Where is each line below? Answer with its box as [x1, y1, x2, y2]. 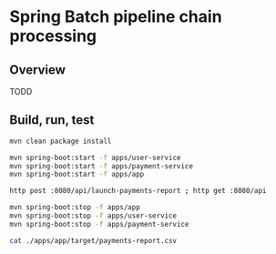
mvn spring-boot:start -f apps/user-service [9, 153, 181, 162]
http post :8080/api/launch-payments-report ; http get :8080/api [9, 187, 267, 196]
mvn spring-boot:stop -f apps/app [9, 203, 141, 212]
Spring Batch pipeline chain [9, 6, 222, 27]
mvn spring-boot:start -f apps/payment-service [9, 161, 194, 170]
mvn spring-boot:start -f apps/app [9, 170, 145, 179]
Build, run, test [9, 112, 95, 128]
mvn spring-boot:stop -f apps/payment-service [9, 219, 189, 229]
